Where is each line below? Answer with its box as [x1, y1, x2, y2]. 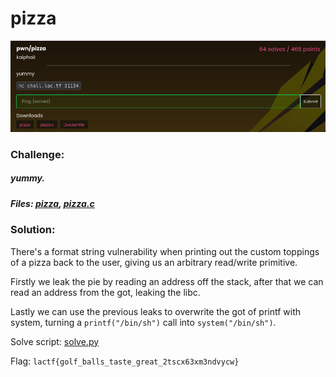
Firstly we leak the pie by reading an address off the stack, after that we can [10, 275, 324, 287]
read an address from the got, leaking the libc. [10, 286, 201, 298]
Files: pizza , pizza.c [10, 197, 95, 209]
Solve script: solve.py [10, 335, 100, 347]
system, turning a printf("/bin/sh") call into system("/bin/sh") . [10, 316, 277, 328]
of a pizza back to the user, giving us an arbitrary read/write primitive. [10, 256, 298, 268]
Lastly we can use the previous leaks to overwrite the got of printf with [10, 305, 302, 317]
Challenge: [10, 147, 65, 161]
